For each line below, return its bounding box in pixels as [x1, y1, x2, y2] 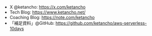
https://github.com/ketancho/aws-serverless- [55, 20, 147, 26]
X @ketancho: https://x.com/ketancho [9, 4, 86, 10]
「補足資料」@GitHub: [9, 20, 55, 26]
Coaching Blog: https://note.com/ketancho [9, 15, 95, 20]
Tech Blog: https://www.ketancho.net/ [9, 9, 86, 15]
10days [9, 26, 24, 31]
